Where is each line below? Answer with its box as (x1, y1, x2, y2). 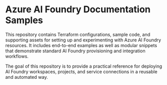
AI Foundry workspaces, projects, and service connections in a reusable (5, 68, 157, 75)
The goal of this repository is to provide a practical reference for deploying (5, 63, 162, 69)
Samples (5, 14, 43, 26)
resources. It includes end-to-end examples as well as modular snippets (5, 42, 157, 48)
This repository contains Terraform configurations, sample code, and (5, 31, 151, 37)
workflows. (5, 53, 29, 59)
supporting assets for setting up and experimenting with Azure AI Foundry (5, 37, 161, 43)
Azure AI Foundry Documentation (5, 4, 151, 15)
